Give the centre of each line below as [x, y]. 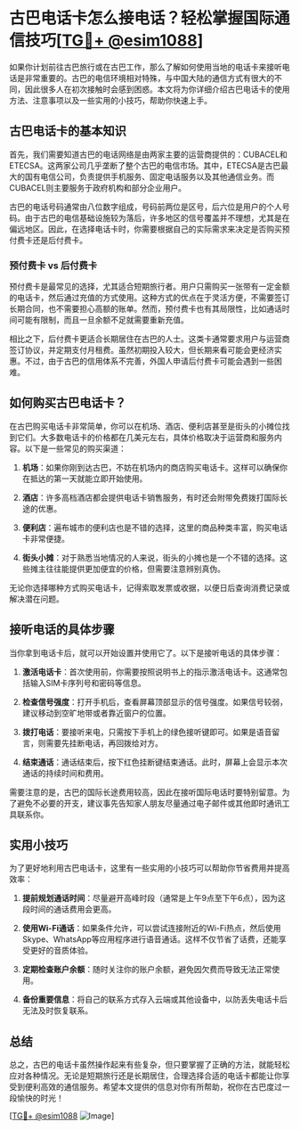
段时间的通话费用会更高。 [69, 909]
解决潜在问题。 [36, 599]
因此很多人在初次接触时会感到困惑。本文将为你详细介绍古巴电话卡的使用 [157, 89]
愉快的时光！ [40, 1098]
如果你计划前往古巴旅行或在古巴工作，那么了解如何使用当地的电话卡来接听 [146, 67]
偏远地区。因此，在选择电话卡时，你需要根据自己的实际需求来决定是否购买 [146, 229]
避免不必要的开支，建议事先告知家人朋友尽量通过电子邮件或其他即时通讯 [149, 803]
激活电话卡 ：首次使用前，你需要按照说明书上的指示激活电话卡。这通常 [151, 671]
